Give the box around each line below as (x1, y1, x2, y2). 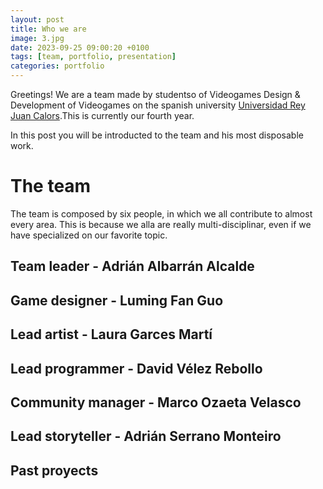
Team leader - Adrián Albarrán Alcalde (10, 258, 255, 275)
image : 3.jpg (10, 33, 65, 43)
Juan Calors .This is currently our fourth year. (10, 110, 195, 121)
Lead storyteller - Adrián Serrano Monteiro (10, 428, 282, 445)
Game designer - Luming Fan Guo (10, 292, 224, 309)
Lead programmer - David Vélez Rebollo (10, 360, 263, 377)
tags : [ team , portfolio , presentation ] (10, 52, 177, 62)
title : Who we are (10, 24, 87, 34)
